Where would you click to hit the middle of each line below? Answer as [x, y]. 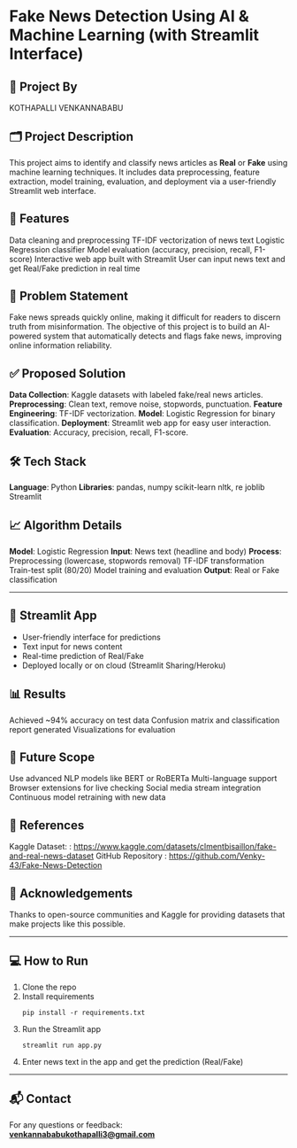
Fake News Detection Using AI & [129, 16]
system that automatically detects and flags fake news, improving [163, 336]
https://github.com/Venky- [217, 856]
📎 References [47, 825]
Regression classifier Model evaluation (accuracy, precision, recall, [131, 249]
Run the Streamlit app [61, 1028]
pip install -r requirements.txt [84, 1012]
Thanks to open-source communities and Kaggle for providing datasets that [147, 914]
